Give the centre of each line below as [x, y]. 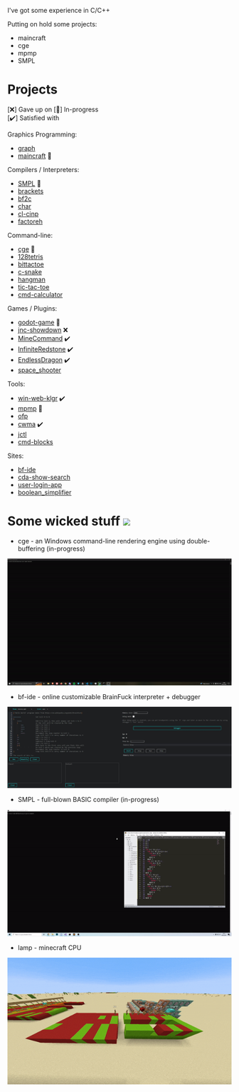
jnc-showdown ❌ [43, 330]
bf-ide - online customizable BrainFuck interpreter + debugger [109, 696]
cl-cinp [28, 214]
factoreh [30, 221]
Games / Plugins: [32, 308]
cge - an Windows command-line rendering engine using [101, 541]
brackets [31, 191]
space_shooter [39, 370]
